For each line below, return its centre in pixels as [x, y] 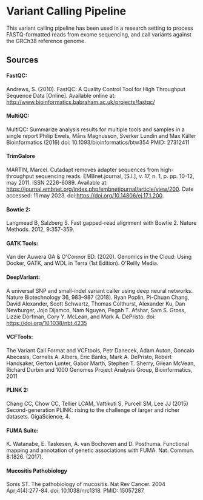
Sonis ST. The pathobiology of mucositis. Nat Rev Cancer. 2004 [86, 484]
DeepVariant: [23, 277]
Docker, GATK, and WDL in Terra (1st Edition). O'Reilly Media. [82, 263]
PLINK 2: [18, 390]
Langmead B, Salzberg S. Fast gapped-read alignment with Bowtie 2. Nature [101, 223]
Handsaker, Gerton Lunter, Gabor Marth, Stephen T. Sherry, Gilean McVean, [101, 363]
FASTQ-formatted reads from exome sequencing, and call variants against [99, 34]
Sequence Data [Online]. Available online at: [61, 95]
